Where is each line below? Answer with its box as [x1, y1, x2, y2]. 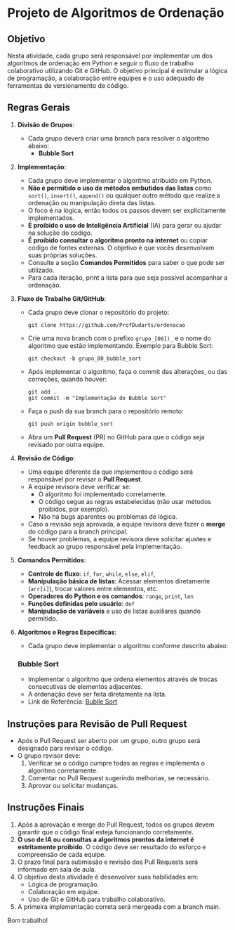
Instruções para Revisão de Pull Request [7, 718, 187, 730]
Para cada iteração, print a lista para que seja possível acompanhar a [27, 273, 228, 282]
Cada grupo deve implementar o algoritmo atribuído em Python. [27, 176, 213, 184]
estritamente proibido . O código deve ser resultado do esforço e [17, 842, 206, 851]
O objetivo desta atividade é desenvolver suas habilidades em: [17, 872, 199, 881]
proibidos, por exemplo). [38, 505, 110, 513]
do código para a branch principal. [27, 527, 128, 536]
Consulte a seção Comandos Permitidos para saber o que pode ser [27, 258, 225, 266]
